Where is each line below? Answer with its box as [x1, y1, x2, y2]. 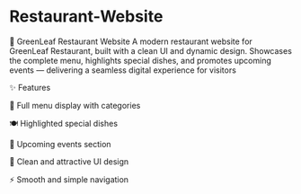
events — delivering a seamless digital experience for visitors [9, 65, 236, 75]
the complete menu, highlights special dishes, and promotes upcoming [9, 55, 272, 66]
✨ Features [9, 82, 51, 93]
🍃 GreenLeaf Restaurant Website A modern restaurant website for [9, 36, 253, 47]
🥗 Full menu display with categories [9, 100, 141, 110]
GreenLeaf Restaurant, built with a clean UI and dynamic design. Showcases [9, 45, 292, 56]
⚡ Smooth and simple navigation [9, 173, 128, 185]
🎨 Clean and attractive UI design [9, 155, 129, 167]
